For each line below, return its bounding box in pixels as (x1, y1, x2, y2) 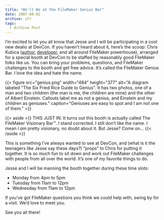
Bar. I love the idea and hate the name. (5, 70, 83, 76)
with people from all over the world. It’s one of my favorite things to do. (5, 156, 149, 162)
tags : (5, 21, 16, 26)
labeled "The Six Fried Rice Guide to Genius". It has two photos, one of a (5, 85, 152, 91)
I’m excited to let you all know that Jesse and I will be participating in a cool (5, 39, 158, 45)
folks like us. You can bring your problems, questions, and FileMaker (5, 60, 143, 66)
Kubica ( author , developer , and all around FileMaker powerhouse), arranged (5, 49, 159, 55)
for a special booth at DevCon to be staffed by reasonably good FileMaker (5, 54, 155, 60)
